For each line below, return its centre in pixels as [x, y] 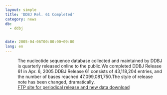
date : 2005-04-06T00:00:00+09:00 [40, 42]
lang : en [14, 46]
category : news [21, 19]
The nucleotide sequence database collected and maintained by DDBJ [90, 60]
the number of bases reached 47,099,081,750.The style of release [85, 76]
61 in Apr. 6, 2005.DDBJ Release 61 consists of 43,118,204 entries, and [90, 71]
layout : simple [21, 10]
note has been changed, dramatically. [56, 82]
